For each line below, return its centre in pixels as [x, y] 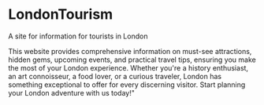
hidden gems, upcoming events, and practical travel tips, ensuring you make [132, 60]
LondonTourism [61, 14]
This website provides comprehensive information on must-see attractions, [130, 51]
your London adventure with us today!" [72, 92]
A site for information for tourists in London [78, 36]
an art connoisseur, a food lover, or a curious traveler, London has [115, 76]
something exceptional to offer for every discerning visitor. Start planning [127, 85]
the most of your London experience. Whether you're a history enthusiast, [128, 67]
